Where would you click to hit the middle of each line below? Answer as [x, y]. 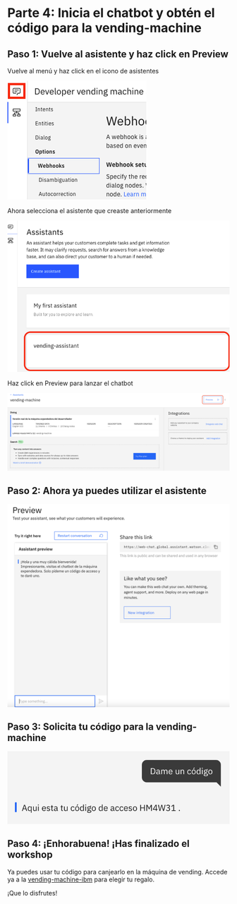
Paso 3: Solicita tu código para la [80, 727]
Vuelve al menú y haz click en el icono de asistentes [83, 71]
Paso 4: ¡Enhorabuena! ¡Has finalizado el [98, 844]
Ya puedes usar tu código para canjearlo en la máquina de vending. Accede [117, 872]
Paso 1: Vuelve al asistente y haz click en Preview [118, 54]
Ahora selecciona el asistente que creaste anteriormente [90, 211]
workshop [30, 855]
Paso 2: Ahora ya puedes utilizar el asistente [107, 491]
